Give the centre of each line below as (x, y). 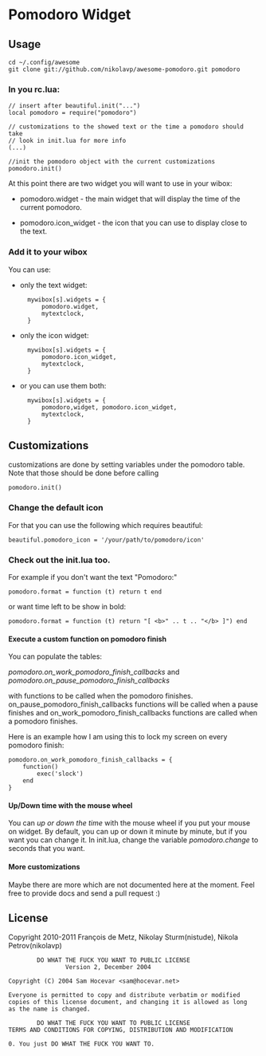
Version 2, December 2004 (108, 967)
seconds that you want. (47, 849)
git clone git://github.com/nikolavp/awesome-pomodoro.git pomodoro (124, 69)
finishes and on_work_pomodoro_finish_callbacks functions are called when (133, 713)
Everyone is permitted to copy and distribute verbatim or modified (124, 995)
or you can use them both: (63, 385)
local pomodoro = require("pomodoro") (72, 113)
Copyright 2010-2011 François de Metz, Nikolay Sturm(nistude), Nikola (123, 937)
